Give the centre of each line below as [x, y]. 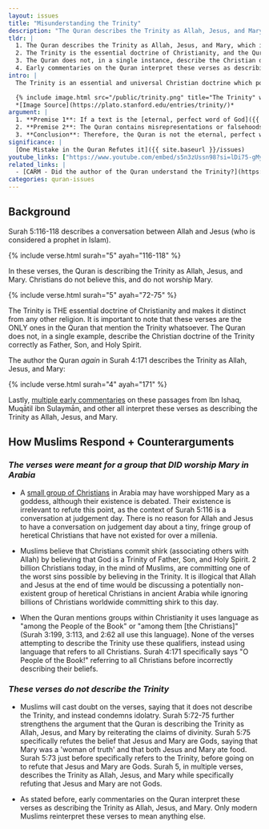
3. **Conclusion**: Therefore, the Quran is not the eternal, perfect [136, 135]
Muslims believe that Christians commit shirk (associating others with [134, 551]
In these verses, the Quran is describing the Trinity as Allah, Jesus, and [126, 270]
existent [33, 593]
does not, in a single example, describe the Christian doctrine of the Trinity [131, 336]
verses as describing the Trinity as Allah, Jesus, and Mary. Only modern [139, 807]
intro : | [23, 75]
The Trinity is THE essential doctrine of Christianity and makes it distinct [127, 311]
